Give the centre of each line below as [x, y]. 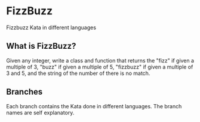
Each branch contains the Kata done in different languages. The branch [94, 106]
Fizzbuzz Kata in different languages [51, 27]
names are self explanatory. [40, 112]
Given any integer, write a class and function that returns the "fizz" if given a [100, 60]
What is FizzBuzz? [41, 46]
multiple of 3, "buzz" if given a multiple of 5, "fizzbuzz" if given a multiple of [100, 67]
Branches [24, 92]
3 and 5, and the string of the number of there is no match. [78, 73]
